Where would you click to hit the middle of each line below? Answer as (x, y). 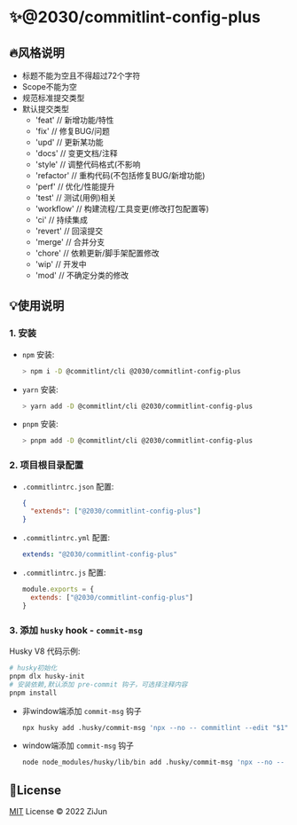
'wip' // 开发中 (61, 264)
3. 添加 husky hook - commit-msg (76, 630)
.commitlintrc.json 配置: (68, 486)
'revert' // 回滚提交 (69, 231)
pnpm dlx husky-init (47, 676)
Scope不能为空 (49, 86)
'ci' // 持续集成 (62, 220)
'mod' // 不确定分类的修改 (82, 275)
